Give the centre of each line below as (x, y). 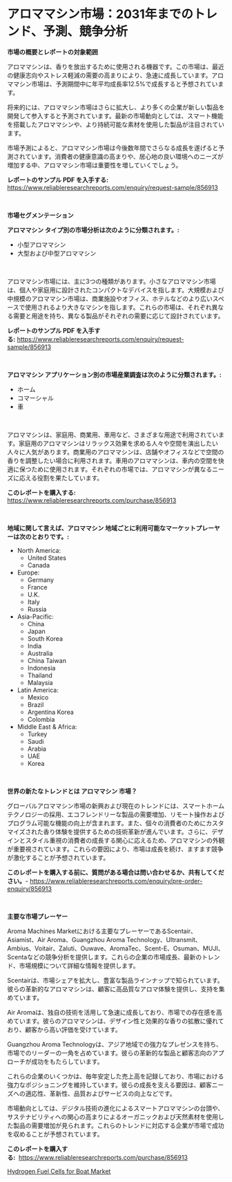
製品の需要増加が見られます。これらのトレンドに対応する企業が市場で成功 (118, 1125)
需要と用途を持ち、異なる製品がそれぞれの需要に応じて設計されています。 (118, 316)
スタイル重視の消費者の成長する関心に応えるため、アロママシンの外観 (125, 840)
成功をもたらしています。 (67, 1061)
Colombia (41, 719)
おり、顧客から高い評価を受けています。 (65, 1029)
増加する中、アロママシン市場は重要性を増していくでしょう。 (95, 165)
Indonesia (41, 668)
